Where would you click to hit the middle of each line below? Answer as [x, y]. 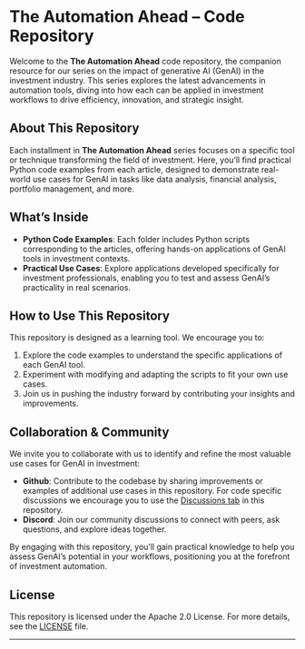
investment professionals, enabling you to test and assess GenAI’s [146, 278]
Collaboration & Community [89, 432]
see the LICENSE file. [49, 626]
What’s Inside [49, 217]
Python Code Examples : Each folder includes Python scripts [136, 239]
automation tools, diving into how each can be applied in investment [137, 90]
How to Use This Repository [90, 315]
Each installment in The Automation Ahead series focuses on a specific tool [152, 150]
